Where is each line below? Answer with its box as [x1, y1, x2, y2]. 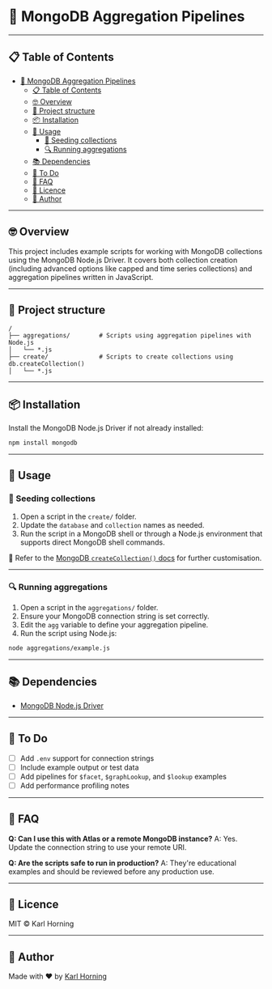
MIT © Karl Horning [8, 919, 74, 929]
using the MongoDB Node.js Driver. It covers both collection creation [8, 255, 238, 265]
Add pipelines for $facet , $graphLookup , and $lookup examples [19, 771, 227, 781]
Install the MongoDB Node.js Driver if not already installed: [8, 423, 204, 433]
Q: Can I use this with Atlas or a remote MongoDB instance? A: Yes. [8, 834, 238, 843]
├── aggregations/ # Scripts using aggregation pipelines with [8, 332, 252, 340]
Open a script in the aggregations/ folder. [19, 603, 159, 613]
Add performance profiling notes [19, 780, 130, 790]
